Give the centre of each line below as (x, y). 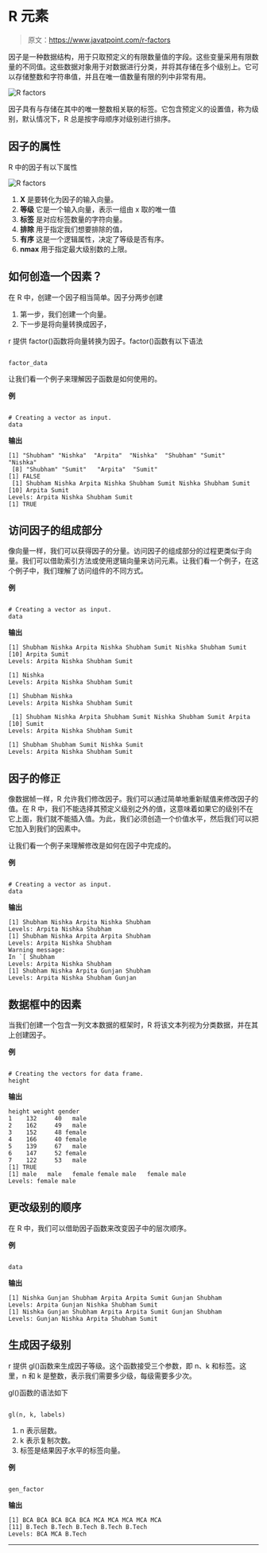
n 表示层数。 (41, 1430)
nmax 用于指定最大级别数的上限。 (75, 249)
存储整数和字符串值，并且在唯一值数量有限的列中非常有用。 (112, 76)
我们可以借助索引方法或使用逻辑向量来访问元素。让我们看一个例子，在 (137, 561)
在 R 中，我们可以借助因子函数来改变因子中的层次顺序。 (99, 1228)
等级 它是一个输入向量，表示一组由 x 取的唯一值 (98, 209)
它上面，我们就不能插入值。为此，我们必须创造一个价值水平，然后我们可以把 (133, 819)
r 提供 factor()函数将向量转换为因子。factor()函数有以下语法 (106, 341)
